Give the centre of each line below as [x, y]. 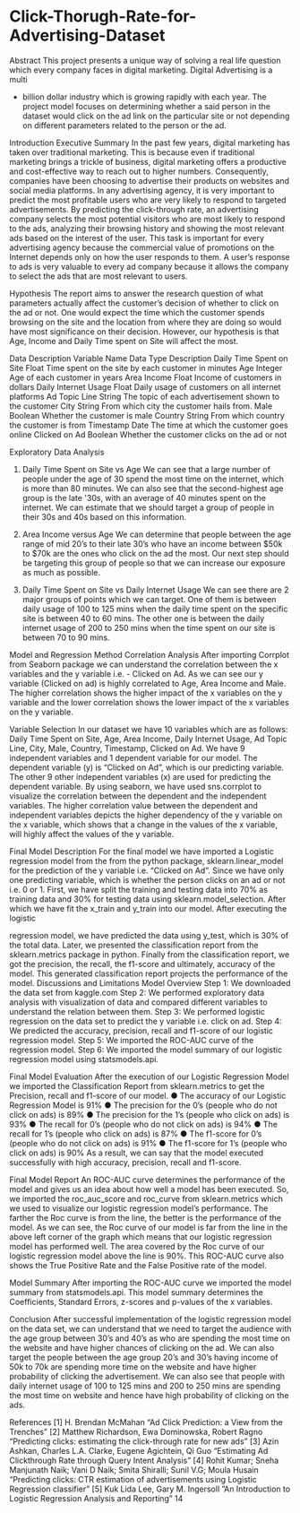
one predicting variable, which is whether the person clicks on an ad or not [147, 879]
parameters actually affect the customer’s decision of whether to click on [144, 303]
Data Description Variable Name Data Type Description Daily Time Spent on [149, 358]
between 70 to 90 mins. [66, 637]
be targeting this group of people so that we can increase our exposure [154, 563]
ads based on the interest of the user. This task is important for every [137, 238]
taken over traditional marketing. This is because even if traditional [132, 152]
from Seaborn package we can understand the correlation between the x [144, 664]
